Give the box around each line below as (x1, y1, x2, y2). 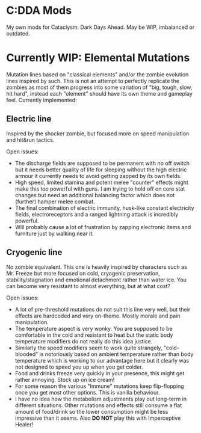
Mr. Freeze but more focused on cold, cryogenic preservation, (6, 269, 161, 277)
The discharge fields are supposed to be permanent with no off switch (14, 159, 190, 167)
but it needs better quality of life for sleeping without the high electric (14, 166, 187, 173)
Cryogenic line (6, 247, 63, 257)
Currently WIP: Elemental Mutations (6, 51, 190, 65)
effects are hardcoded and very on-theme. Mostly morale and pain (14, 312, 181, 319)
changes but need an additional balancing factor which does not (14, 191, 175, 198)
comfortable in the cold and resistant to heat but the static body (14, 331, 173, 339)
